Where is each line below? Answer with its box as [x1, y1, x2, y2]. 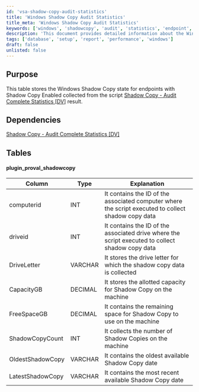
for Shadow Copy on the [104, 285, 172, 293]
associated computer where [104, 197, 182, 205]
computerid [9, 200, 41, 208]
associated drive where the [104, 229, 181, 237]
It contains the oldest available [104, 351, 190, 359]
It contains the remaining [104, 302, 174, 311]
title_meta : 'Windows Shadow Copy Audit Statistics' [6, 20, 139, 26]
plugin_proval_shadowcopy [6, 165, 76, 172]
